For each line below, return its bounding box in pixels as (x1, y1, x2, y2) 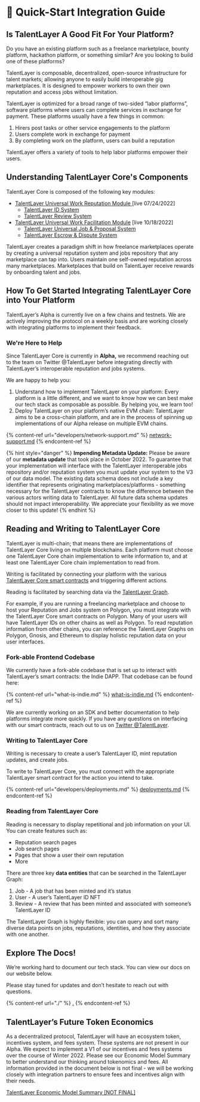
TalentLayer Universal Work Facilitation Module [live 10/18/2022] (14, 218, 174, 226)
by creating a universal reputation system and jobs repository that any (6, 249, 179, 257)
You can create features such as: (6, 827, 88, 834)
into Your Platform (6, 295, 75, 306)
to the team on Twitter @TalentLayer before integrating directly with (6, 358, 173, 365)
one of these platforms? (6, 58, 65, 65)
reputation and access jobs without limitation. (6, 88, 118, 95)
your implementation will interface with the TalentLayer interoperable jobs (6, 462, 187, 469)
